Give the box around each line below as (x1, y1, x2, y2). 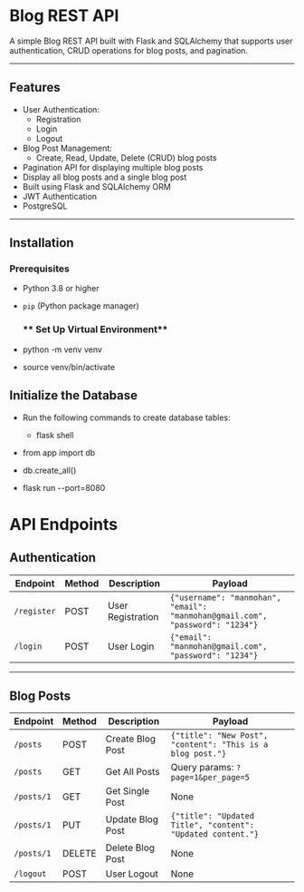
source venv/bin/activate (22, 361, 116, 372)
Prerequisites (9, 262, 70, 275)
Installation (9, 235, 74, 250)
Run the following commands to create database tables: (22, 412, 231, 423)
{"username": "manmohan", (169, 592, 282, 603)
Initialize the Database (9, 387, 138, 404)
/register (14, 605, 56, 616)
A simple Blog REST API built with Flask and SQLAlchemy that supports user (9, 35, 293, 46)
